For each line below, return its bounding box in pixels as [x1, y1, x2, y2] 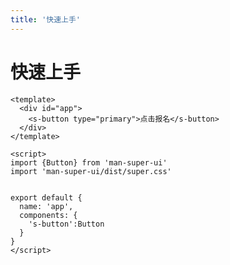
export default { [10, 192, 83, 203]
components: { [19, 210, 78, 220]
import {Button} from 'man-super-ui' [10, 157, 168, 168]
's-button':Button [28, 219, 105, 229]
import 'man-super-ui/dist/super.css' [10, 166, 172, 176]
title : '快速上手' [10, 14, 82, 25]
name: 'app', [19, 201, 74, 211]
